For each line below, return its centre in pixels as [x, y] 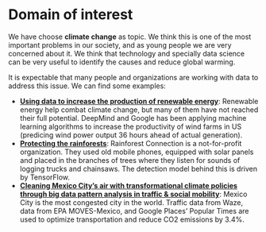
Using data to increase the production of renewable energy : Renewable [139, 101]
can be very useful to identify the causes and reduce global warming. [122, 62]
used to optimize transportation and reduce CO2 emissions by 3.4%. [132, 219]
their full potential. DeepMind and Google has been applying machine [133, 118]
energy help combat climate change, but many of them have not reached [139, 110]
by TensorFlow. [44, 177]
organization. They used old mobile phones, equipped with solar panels [137, 152]
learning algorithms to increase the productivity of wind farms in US [131, 126]
